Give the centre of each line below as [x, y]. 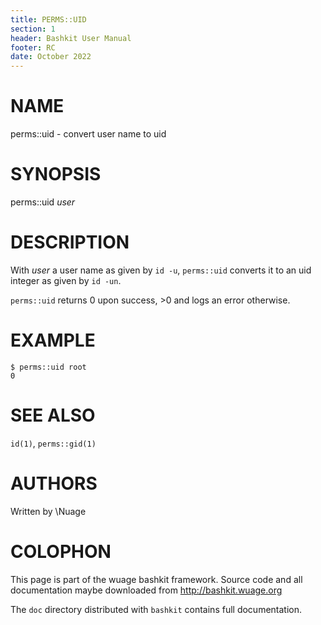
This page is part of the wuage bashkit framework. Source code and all [156, 579]
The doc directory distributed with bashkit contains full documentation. [156, 609]
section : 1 [33, 29]
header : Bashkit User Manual [71, 38]
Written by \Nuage [48, 511]
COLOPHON [61, 551]
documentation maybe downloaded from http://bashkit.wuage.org [146, 590]
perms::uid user [43, 202]
